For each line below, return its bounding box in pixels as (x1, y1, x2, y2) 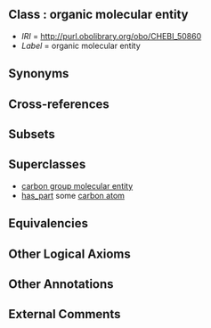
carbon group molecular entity (20, 180, 134, 191)
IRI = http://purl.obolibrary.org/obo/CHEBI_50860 (20, 30, 202, 41)
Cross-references (8, 96, 110, 111)
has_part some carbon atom (20, 190, 126, 201)
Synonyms (8, 66, 69, 81)
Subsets (8, 127, 55, 142)
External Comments (8, 307, 121, 322)
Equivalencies (8, 216, 88, 231)
